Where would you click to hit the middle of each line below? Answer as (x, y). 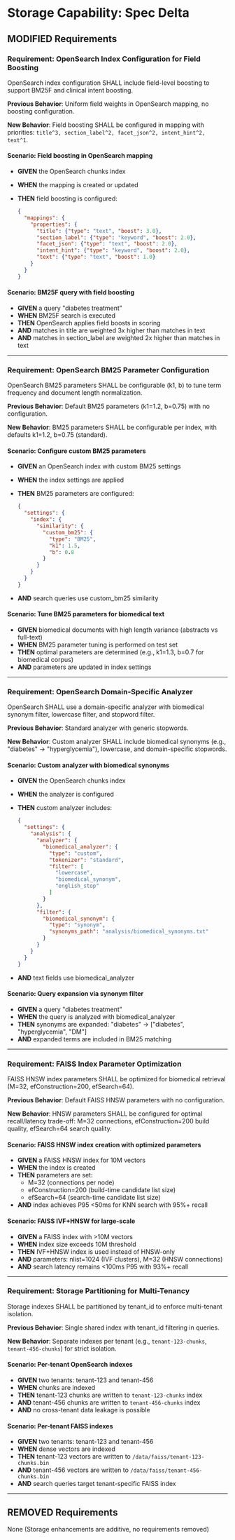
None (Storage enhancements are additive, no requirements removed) (108, 1529)
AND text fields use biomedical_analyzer (76, 978)
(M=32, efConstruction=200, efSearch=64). (71, 1087)
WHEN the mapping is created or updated (78, 185)
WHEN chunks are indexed (56, 1388)
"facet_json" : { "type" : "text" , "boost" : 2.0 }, (107, 244)
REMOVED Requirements (63, 1512)
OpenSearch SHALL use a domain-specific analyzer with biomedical (106, 707)
